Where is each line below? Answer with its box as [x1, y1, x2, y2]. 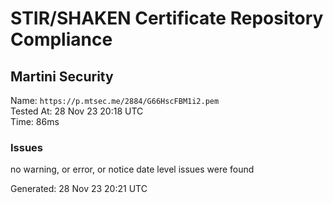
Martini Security [10, 68, 114, 85]
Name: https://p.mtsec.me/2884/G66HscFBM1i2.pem [10, 95, 220, 106]
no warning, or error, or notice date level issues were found [10, 163, 255, 176]
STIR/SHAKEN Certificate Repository [10, 7, 324, 30]
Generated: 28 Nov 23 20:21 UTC [10, 183, 148, 195]
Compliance [10, 28, 113, 51]
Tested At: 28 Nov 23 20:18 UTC [10, 105, 144, 117]
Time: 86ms [10, 116, 60, 127]
